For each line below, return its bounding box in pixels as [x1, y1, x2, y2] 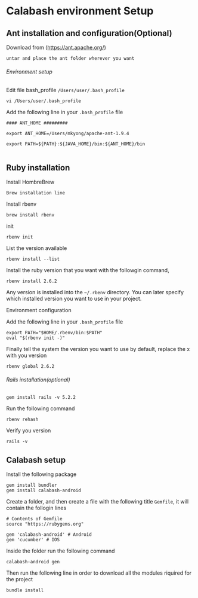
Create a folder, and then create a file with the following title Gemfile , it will [6, 498, 189, 505]
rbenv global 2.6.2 [6, 364, 55, 370]
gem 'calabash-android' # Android [6, 532, 92, 538]
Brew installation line [6, 190, 66, 196]
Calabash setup [6, 454, 66, 465]
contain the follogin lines [6, 504, 67, 512]
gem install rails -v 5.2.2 [6, 395, 76, 401]
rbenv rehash [6, 417, 39, 423]
